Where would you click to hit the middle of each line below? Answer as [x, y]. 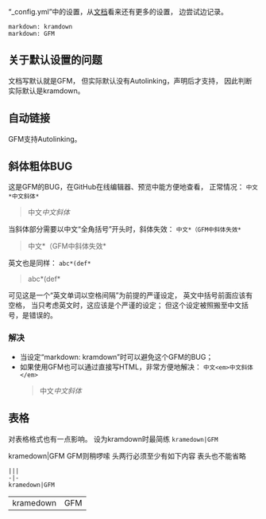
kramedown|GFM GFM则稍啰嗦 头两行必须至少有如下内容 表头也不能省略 [127, 455]
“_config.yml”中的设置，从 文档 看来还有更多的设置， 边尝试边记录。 [118, 12]
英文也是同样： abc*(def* [50, 263]
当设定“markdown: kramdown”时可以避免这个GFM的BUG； [116, 357]
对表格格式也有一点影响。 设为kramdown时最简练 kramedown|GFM [113, 439]
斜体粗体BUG [40, 167]
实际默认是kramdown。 [46, 91]
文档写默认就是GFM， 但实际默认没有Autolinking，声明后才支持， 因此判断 [130, 80]
